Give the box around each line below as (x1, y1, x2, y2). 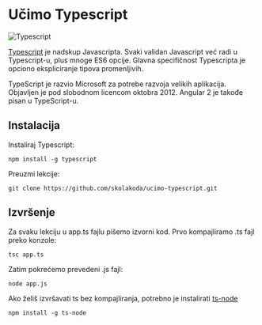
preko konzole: (8, 235, 57, 244)
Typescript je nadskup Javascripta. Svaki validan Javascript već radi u (8, 47, 237, 56)
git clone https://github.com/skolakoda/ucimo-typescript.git (8, 184, 218, 192)
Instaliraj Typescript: (8, 140, 75, 149)
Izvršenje (8, 206, 55, 219)
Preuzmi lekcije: (8, 168, 60, 179)
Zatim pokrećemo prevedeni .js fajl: (8, 264, 123, 274)
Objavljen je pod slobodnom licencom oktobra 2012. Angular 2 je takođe (8, 87, 244, 96)
